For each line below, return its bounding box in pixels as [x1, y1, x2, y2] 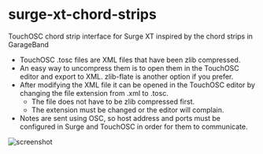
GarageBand [8, 39, 50, 49]
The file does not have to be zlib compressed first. [31, 97, 195, 106]
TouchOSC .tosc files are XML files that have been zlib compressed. [19, 55, 241, 64]
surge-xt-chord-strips [8, 5, 157, 24]
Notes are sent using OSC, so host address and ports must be [19, 113, 221, 123]
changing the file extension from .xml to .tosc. [19, 88, 169, 97]
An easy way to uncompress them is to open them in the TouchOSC [19, 63, 240, 72]
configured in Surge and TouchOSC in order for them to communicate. [19, 122, 248, 131]
